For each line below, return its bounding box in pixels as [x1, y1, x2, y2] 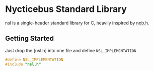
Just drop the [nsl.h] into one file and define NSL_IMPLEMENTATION [5, 47, 137, 53]
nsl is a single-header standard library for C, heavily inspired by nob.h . [5, 20, 150, 26]
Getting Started [5, 34, 54, 43]
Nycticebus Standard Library [5, 3, 127, 15]
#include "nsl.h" [5, 62, 41, 67]
